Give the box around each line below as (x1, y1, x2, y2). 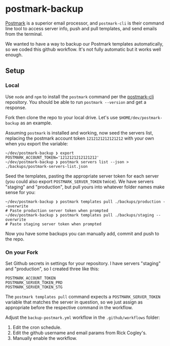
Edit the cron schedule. (12, 324, 62, 330)
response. (5, 104, 27, 111)
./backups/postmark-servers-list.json (5, 164, 88, 169)
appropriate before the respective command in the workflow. (5, 304, 133, 310)
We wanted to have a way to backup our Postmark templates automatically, (5, 40, 164, 47)
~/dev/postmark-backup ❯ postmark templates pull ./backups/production (5, 199, 161, 204)
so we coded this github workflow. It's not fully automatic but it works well (5, 46, 161, 52)
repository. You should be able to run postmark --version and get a (5, 99, 147, 105)
